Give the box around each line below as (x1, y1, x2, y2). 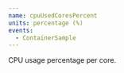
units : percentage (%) (8, 19, 83, 27)
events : (8, 26, 34, 34)
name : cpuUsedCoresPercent (8, 11, 98, 20)
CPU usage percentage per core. (8, 56, 117, 65)
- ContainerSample (15, 33, 77, 42)
